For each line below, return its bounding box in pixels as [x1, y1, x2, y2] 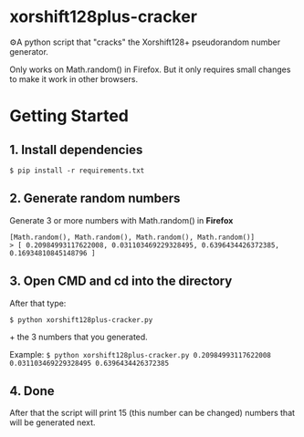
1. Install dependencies [9, 141, 143, 157]
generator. [9, 46, 48, 57]
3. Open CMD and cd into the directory [9, 274, 233, 289]
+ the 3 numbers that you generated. [9, 331, 148, 342]
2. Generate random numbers [9, 191, 181, 206]
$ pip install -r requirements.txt [9, 166, 145, 175]
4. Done [9, 383, 55, 399]
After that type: [9, 297, 67, 308]
